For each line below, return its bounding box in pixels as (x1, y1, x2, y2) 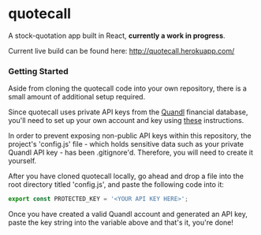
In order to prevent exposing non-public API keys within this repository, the (8, 131, 252, 140)
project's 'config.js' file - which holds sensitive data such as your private (8, 140, 244, 149)
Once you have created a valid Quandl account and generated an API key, (8, 210, 248, 219)
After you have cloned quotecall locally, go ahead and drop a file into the (8, 171, 244, 181)
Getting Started (8, 65, 69, 76)
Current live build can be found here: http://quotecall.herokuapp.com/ (8, 46, 235, 55)
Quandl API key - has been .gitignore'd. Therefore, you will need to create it (8, 147, 254, 158)
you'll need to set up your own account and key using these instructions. (8, 116, 244, 125)
